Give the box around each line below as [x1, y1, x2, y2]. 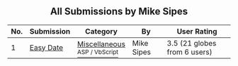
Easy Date [29, 42, 64, 52]
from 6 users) [166, 47, 212, 57]
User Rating [176, 26, 217, 36]
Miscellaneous [76, 39, 126, 48]
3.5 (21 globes [166, 38, 217, 48]
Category [84, 26, 118, 36]
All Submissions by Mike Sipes [50, 6, 188, 18]
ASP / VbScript [76, 48, 119, 55]
